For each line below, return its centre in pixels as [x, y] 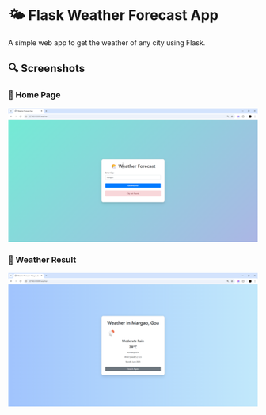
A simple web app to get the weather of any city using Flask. [107, 42]
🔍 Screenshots [47, 69]
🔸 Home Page [34, 95]
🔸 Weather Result [42, 260]
